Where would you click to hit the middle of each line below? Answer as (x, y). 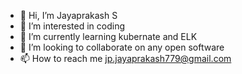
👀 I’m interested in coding (72, 26)
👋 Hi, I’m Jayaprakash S (68, 15)
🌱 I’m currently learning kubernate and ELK (108, 36)
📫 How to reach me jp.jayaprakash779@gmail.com (125, 58)
